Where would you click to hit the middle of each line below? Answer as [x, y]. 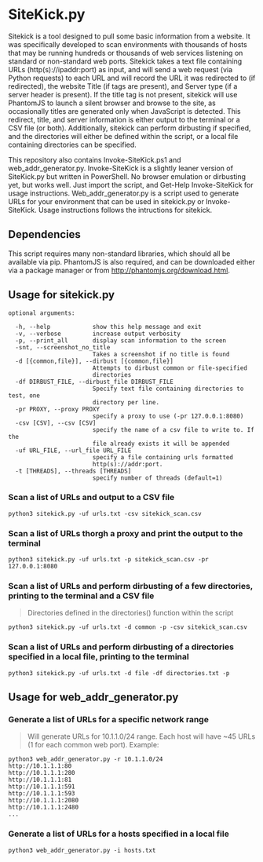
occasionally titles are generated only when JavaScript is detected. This [124, 111]
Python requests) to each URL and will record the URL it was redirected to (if [132, 78]
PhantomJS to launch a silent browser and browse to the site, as [112, 103]
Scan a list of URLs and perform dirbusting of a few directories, [131, 586]
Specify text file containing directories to [168, 389]
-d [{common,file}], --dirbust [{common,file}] [95, 361]
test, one [24, 395]
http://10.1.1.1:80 [40, 766]
